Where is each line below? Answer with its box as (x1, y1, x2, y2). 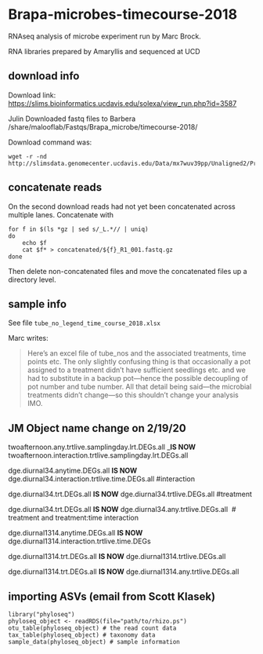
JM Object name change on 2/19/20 (8, 422, 186, 435)
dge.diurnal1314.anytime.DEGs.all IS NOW (8, 528, 143, 538)
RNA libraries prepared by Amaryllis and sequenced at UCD (8, 46, 201, 56)
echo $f (22, 239, 47, 247)
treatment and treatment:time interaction (8, 513, 139, 523)
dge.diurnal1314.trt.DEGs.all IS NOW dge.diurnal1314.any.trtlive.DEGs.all (8, 567, 240, 576)
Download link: (8, 90, 56, 100)
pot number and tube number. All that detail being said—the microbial (27, 382, 252, 392)
